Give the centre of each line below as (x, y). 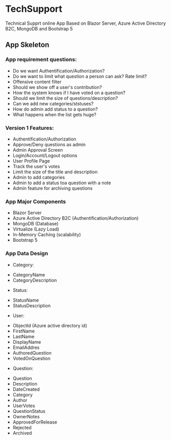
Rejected (22, 427)
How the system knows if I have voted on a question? (69, 93)
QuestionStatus (29, 411)
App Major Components (36, 201)
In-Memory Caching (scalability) (47, 235)
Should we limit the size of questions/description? (65, 98)
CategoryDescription (35, 280)
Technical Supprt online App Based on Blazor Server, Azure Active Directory (86, 23)
